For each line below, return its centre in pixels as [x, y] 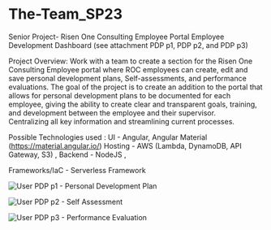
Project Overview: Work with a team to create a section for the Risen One [131, 61]
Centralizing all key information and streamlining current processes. [122, 121]
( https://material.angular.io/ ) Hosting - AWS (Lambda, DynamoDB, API [125, 145]
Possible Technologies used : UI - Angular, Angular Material [108, 137]
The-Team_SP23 [66, 14]
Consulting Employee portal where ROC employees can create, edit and [128, 69]
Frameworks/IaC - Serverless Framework [77, 170]
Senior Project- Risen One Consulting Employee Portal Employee [116, 37]
